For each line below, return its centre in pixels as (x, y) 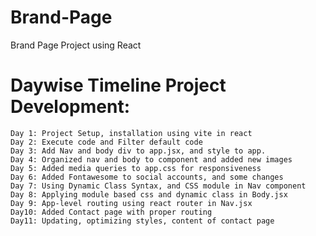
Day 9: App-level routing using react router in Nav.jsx (131, 203)
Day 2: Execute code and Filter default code (106, 142)
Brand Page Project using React (76, 45)
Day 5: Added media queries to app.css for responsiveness (136, 168)
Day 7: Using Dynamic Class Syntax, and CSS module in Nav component (158, 186)
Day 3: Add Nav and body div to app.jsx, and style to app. (138, 151)
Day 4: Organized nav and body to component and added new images (151, 159)
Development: (70, 107)
